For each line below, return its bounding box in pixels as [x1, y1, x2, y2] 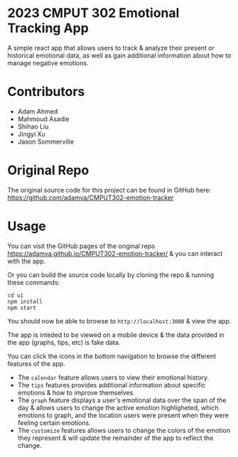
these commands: [7, 278, 60, 286]
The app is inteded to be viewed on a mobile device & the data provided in [7, 330, 225, 339]
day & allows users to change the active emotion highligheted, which [17, 403, 219, 412]
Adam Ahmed [17, 107, 58, 115]
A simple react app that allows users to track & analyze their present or [7, 43, 215, 52]
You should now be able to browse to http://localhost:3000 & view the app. [7, 316, 232, 325]
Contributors [7, 84, 85, 100]
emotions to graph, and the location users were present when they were [17, 411, 229, 419]
